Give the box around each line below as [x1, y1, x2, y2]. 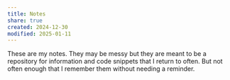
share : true [7, 17, 43, 24]
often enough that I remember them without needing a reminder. [7, 64, 195, 73]
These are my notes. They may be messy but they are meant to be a [7, 50, 207, 58]
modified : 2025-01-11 [7, 30, 72, 38]
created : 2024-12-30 [7, 23, 69, 30]
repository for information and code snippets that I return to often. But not [7, 57, 223, 66]
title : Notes [7, 10, 46, 18]
